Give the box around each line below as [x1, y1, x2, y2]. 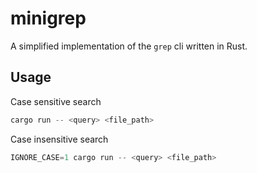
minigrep [10, 7, 87, 30]
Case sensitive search [10, 95, 102, 107]
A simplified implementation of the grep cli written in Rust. [10, 40, 248, 52]
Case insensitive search [10, 133, 109, 145]
